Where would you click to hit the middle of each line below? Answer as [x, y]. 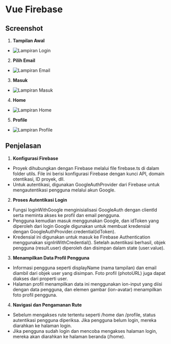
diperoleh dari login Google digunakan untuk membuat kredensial [81, 226]
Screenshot [24, 28]
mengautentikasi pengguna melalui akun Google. [64, 190]
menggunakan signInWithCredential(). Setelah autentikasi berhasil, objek [89, 242]
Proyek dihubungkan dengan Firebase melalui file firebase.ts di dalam [86, 168]
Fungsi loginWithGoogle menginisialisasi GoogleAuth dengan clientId [85, 210]
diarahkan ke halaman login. [42, 326]
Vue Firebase [34, 9]
